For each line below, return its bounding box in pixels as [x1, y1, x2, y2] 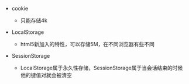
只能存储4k [20, 17, 48, 24]
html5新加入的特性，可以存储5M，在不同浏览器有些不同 [20, 41, 155, 47]
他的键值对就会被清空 [20, 72, 72, 78]
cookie [11, 5, 28, 12]
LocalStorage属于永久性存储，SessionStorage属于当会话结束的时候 [20, 64, 183, 71]
